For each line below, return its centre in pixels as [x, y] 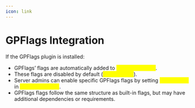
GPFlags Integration [55, 40]
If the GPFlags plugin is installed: [45, 57]
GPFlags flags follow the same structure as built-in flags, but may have [100, 93]
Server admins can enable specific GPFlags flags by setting [86, 80]
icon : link [19, 11]
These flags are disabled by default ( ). [75, 74]
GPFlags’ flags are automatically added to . [85, 68]
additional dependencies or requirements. [65, 99]
